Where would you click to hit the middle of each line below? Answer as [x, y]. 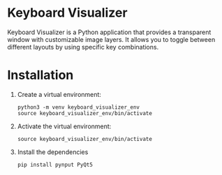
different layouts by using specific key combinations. [83, 47]
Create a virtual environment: [59, 94]
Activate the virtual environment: [64, 126]
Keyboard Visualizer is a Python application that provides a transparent [109, 32]
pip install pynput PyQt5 [55, 165]
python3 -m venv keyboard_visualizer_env [78, 107]
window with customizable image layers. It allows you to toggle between [111, 39]
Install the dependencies [53, 152]
